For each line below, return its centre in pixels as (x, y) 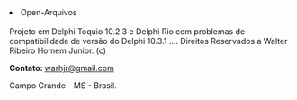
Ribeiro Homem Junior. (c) (58, 50)
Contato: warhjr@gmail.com (62, 68)
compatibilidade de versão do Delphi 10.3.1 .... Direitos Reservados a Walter (148, 41)
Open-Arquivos (49, 12)
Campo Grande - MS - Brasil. (63, 86)
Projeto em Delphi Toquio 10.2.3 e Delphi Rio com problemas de (127, 32)
